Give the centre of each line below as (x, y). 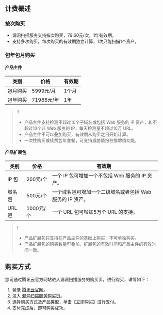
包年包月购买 (20, 55)
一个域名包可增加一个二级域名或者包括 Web (102, 192)
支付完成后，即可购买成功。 (40, 308)
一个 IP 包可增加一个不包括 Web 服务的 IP (99, 176)
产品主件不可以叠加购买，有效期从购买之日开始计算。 (77, 134)
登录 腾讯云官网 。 (30, 289)
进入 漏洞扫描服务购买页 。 (38, 296)
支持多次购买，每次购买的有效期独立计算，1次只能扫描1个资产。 (75, 41)
